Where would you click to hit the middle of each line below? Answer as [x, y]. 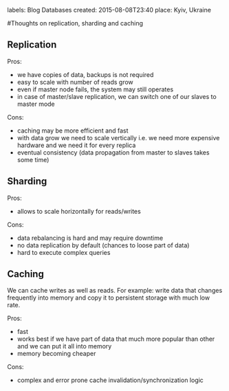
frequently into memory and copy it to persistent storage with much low [109, 298]
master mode [36, 104]
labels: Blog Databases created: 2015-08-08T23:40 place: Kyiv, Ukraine [109, 10]
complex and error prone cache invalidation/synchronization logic [110, 380]
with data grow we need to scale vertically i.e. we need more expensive [118, 137]
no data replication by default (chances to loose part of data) [103, 245]
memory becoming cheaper [56, 354]
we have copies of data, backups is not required [85, 74]
